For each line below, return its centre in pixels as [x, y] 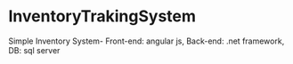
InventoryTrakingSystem [102, 16]
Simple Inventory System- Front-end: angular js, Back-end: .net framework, [146, 41]
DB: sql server [34, 50]
